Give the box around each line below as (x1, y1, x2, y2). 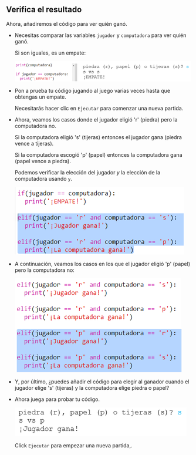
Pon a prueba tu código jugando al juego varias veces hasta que (14, 87, 171, 95)
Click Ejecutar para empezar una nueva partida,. (14, 442, 133, 449)
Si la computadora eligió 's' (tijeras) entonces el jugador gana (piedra (14, 134, 182, 141)
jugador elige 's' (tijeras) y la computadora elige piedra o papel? (14, 385, 170, 392)
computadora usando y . (14, 176, 72, 183)
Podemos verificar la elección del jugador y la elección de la (14, 169, 160, 176)
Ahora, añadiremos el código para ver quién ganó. (6, 20, 127, 27)
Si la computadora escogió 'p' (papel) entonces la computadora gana (14, 151, 183, 159)
